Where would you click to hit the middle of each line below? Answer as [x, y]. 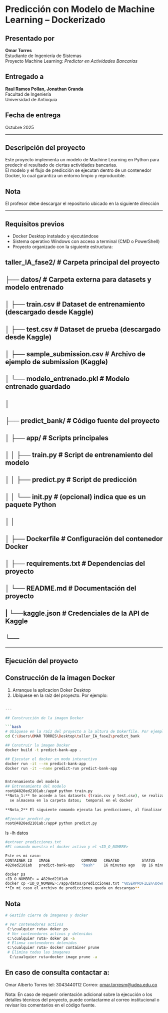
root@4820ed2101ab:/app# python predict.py [51, 823]
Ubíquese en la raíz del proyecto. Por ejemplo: [60, 695]
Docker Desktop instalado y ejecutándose [55, 236]
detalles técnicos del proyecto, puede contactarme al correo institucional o [82, 999]
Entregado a [24, 77]
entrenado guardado [38, 387]
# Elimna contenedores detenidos [42, 943]
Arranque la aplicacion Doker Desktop [51, 690]
